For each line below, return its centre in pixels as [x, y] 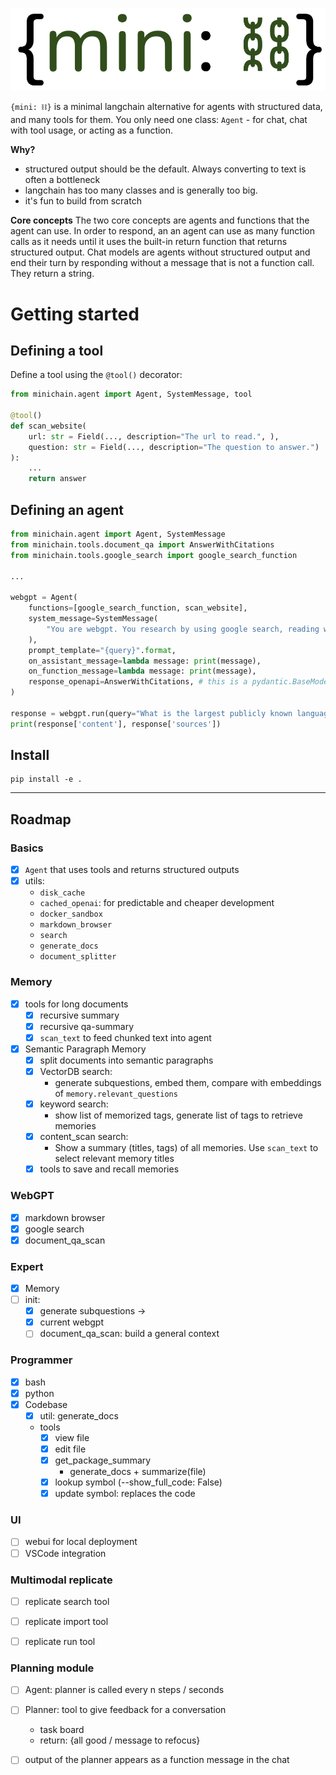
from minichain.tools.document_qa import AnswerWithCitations [142, 544]
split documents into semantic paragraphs [126, 1060]
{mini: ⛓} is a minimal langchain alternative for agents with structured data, [166, 107]
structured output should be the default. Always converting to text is [165, 169]
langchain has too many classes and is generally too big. [141, 190]
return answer [57, 479]
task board [62, 1730]
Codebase [46, 1404]
